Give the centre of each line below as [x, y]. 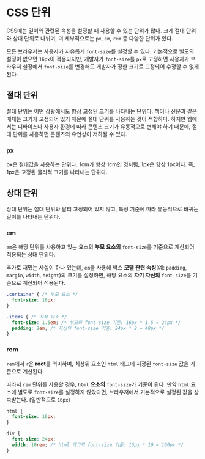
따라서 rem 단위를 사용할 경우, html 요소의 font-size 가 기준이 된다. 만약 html [98, 384]
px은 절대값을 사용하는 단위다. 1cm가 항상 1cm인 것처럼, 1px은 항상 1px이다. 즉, [101, 164]
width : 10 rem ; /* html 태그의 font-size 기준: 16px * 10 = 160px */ [98, 445]
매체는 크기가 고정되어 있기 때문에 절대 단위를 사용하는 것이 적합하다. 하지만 [96, 119]
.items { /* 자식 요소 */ [37, 317]
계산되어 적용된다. [44, 283]
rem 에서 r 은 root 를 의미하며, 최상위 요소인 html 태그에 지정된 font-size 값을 [98, 364]
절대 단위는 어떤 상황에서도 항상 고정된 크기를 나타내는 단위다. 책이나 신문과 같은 [102, 111]
